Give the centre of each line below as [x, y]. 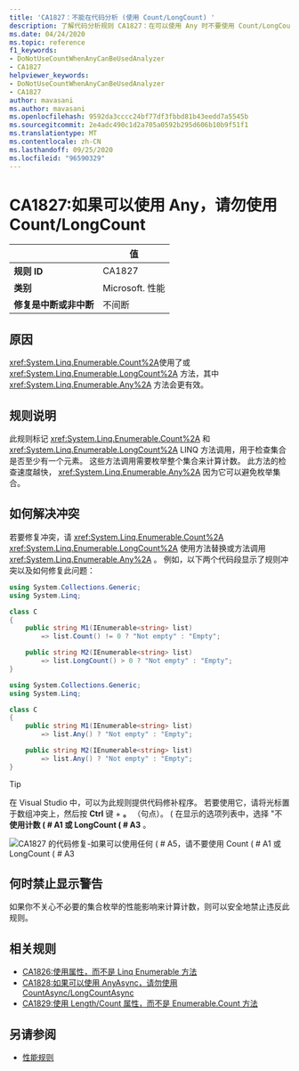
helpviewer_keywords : [49, 76]
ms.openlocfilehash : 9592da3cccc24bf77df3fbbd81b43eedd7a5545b [129, 117]
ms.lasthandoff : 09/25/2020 [61, 150]
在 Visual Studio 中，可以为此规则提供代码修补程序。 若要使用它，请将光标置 [149, 802]
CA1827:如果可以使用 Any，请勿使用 [143, 205]
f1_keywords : [33, 51]
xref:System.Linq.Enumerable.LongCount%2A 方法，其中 [114, 374]
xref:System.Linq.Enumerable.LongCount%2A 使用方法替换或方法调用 [137, 548]
